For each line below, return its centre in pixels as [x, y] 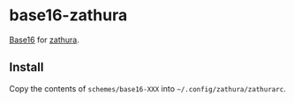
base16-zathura [68, 15]
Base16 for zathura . [44, 40]
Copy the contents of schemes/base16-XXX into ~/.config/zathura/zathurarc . [148, 88]
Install [26, 67]
